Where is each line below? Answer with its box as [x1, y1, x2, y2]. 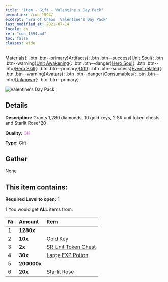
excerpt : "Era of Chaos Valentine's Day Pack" [5, 17, 108, 22]
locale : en [5, 27, 29, 32]
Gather [5, 154, 28, 163]
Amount [18, 218, 39, 225]
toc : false [5, 36, 29, 41]
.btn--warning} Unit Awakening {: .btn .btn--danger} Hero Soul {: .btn [5, 60, 146, 66]
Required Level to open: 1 [5, 196, 60, 202]
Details [5, 101, 28, 110]
